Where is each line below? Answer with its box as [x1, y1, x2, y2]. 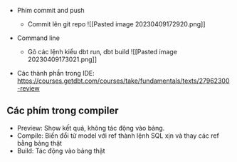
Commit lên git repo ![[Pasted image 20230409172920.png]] [27, 20, 206, 28]
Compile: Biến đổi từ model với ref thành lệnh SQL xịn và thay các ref [16, 131, 220, 140]
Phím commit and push [16, 6, 85, 14]
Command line [16, 34, 60, 42]
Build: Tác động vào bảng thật [16, 146, 105, 155]
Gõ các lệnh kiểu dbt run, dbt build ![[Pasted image [27, 48, 177, 56]
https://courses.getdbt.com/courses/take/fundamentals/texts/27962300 [16, 76, 230, 85]
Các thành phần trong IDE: [16, 69, 95, 77]
